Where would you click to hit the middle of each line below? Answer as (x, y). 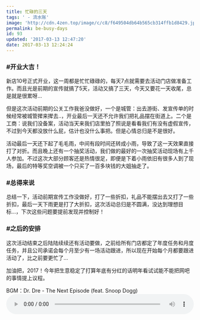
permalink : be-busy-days (37, 28)
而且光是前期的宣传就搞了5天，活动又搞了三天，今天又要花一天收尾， (101, 88)
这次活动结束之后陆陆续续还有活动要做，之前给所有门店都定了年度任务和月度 (100, 243)
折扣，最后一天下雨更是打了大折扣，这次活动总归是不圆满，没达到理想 (92, 204)
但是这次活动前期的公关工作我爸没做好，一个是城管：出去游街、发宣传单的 (97, 108)
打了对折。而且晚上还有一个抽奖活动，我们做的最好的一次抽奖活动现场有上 (97, 151)
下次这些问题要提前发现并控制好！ (63, 212)
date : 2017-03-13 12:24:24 (40, 45)
